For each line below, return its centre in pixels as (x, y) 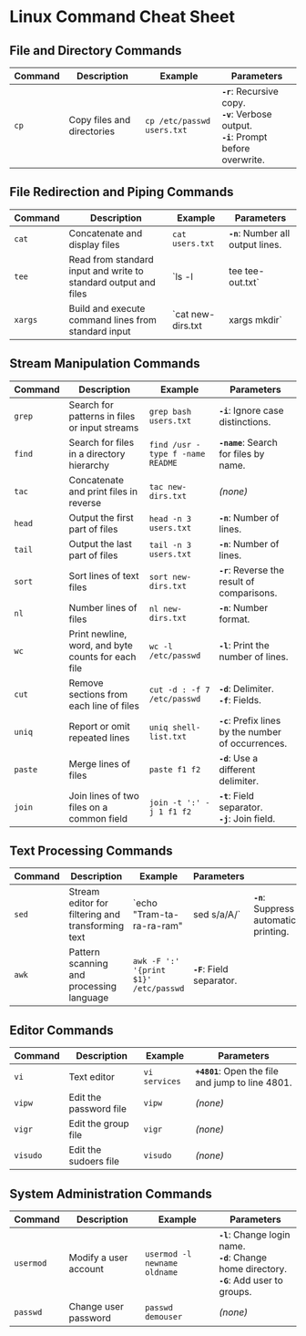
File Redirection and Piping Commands (122, 192)
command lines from (113, 319)
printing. (271, 932)
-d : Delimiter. (247, 689)
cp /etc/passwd (178, 121)
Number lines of (103, 607)
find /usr (170, 445)
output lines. (255, 244)
